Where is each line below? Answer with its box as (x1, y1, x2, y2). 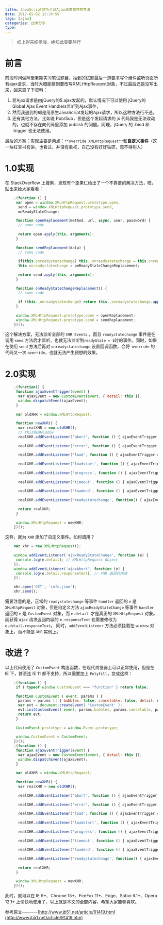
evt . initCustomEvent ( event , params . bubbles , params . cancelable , (17, 707, 153, 712)
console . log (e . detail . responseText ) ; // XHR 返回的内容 (16, 571, 128, 576)
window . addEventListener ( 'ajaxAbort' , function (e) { (14, 566, 125, 571)
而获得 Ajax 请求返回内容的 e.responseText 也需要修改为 (5, 616, 117, 622)
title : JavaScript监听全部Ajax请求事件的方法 (5, 7, 91, 12)
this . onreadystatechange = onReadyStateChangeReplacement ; (17, 263, 140, 269)
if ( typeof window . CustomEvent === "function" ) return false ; (16, 685, 149, 690)
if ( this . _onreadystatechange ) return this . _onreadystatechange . (17, 300, 153, 304)
